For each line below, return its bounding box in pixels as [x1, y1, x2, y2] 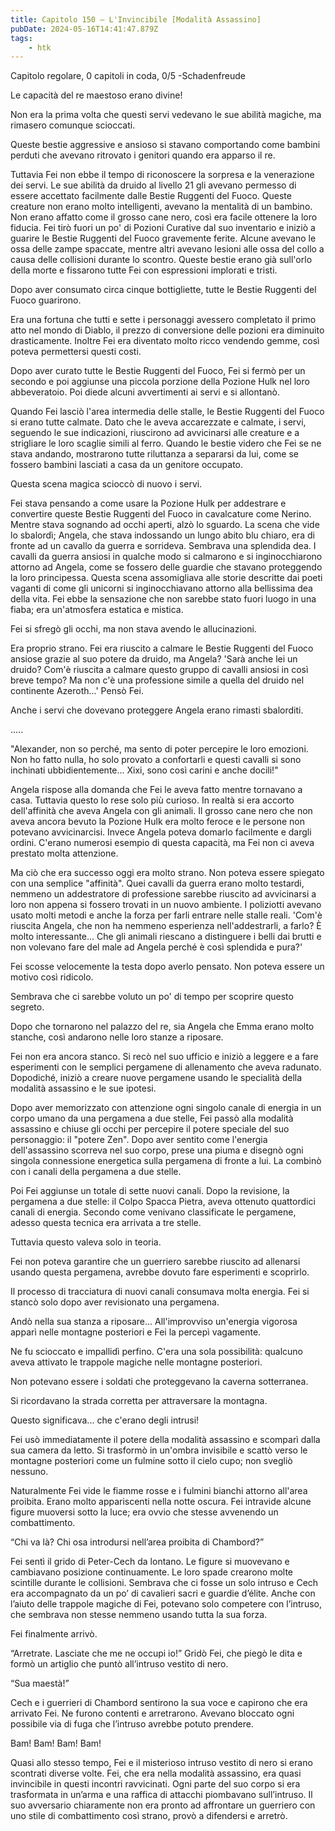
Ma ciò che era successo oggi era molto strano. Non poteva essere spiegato [10, 867, 325, 879]
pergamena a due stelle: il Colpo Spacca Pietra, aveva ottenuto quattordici [10, 1196, 316, 1208]
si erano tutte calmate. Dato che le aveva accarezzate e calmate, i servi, [10, 416, 307, 428]
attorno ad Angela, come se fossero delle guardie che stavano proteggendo [10, 561, 323, 573]
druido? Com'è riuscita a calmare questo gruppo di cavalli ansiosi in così [10, 664, 309, 676]
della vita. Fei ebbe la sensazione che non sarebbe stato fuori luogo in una [10, 593, 317, 605]
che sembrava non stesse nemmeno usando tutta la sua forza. [10, 1609, 268, 1621]
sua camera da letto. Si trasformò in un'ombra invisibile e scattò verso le [10, 1444, 308, 1456]
